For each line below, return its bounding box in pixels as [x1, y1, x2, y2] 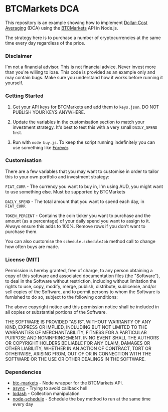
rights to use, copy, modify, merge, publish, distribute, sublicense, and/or [5, 284, 156, 290]
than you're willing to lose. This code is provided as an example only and [5, 69, 155, 75]
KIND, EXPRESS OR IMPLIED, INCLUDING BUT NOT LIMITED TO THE [5, 324, 147, 330]
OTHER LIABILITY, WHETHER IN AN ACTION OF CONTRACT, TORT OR [5, 345, 151, 351]
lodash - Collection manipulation [12, 390, 80, 396]
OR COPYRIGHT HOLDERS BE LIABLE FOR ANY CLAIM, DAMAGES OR [5, 340, 150, 346]
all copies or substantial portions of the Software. [5, 309, 107, 315]
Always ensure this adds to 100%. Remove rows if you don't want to [5, 223, 145, 229]
